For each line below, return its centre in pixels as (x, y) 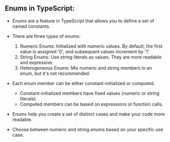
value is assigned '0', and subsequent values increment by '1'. (85, 51)
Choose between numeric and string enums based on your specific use (88, 129)
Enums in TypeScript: (40, 8)
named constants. (31, 26)
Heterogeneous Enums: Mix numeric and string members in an (86, 68)
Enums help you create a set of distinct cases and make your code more (88, 114)
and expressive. (37, 62)
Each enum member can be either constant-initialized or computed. (83, 83)
